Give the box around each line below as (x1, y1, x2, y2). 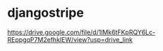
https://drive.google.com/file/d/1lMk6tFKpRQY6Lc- (7, 28, 156, 36)
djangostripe (7, 5, 85, 21)
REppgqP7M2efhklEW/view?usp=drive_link (7, 35, 133, 43)
